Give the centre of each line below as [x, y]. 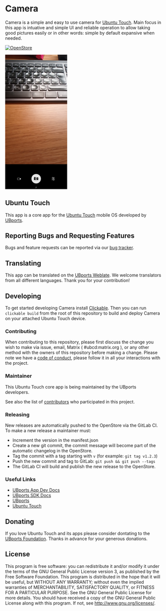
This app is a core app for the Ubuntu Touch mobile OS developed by [76, 215]
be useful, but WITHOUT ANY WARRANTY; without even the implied [75, 582]
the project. [17, 363]
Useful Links [21, 479]
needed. [14, 38]
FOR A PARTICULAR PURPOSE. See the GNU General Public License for [79, 592]
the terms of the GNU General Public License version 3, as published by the [82, 571]
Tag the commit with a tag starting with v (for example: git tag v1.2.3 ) [85, 456]
